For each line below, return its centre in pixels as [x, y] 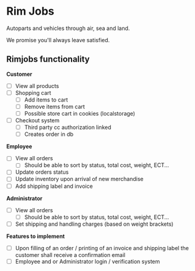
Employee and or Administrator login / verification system [87, 261]
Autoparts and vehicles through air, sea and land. [68, 28]
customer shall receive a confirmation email [70, 254]
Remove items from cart [55, 106]
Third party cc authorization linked [68, 127]
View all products [37, 86]
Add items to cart [46, 100]
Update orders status [42, 172]
